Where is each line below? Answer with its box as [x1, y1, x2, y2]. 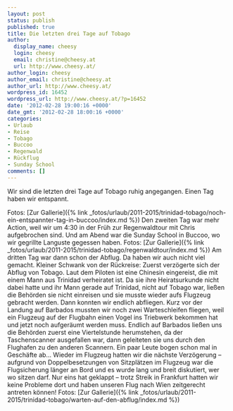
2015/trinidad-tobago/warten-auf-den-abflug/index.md [7, 395, 168, 404]
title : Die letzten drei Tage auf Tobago [7, 30, 131, 37]
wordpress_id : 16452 [7, 89, 68, 96]
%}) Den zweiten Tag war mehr [129, 216, 220, 224]
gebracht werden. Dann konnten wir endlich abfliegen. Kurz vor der [7, 297, 203, 307]
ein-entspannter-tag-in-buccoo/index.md [7, 216, 128, 224]
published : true [7, 23, 55, 30]
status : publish [7, 17, 55, 24]
